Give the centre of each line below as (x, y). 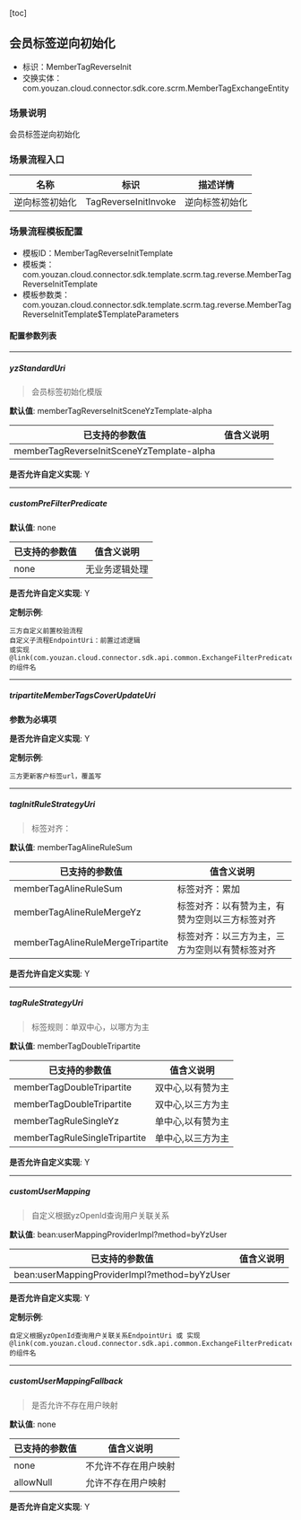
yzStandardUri (37, 368)
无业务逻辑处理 (117, 569)
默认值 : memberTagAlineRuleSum (71, 847)
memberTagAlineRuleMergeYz (77, 912)
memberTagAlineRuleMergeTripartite (91, 942)
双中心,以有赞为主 (193, 1087)
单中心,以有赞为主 (193, 1121)
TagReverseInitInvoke (131, 202)
